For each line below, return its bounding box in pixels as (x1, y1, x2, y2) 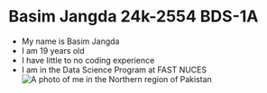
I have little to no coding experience (21, 55, 155, 65)
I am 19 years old (21, 45, 85, 55)
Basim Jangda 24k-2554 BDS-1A (8, 6, 259, 27)
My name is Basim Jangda (21, 36, 120, 46)
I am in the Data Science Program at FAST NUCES (21, 64, 207, 75)
